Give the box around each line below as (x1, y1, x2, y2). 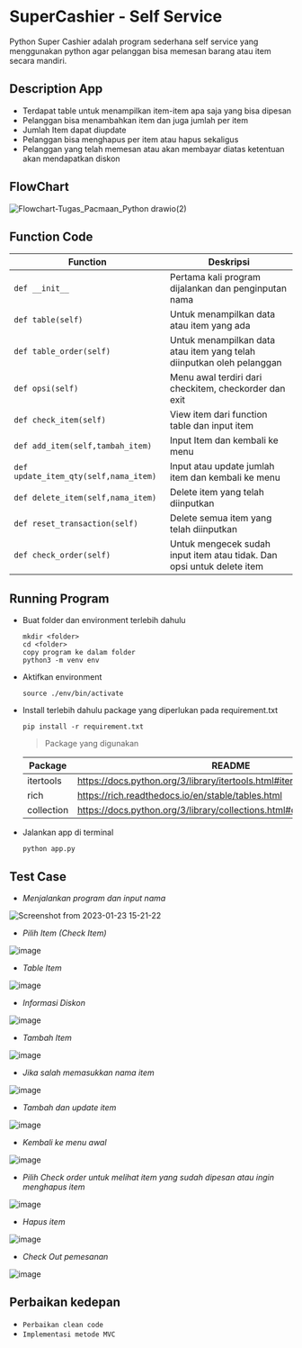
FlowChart (9, 179, 69, 195)
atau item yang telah (169, 345, 256, 357)
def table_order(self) (13, 347, 111, 357)
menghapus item (22, 1181, 85, 1192)
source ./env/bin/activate (22, 689, 124, 699)
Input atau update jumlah (169, 460, 275, 473)
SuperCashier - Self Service (9, 6, 223, 27)
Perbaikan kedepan (9, 1295, 121, 1310)
